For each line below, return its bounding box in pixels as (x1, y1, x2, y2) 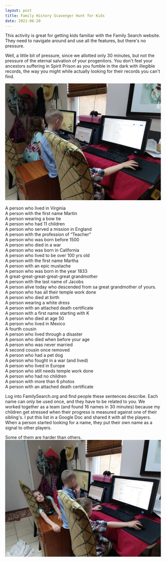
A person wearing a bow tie (5, 216, 61, 222)
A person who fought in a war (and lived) (5, 357, 88, 363)
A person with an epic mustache (5, 263, 71, 269)
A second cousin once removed (5, 347, 70, 353)
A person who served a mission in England (5, 226, 92, 232)
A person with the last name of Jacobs (5, 279, 84, 285)
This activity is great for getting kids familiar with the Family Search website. (5, 33, 161, 39)
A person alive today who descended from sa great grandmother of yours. (5, 284, 157, 290)
